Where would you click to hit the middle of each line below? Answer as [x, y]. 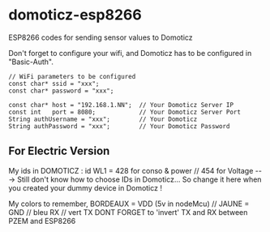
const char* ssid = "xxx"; [54, 84]
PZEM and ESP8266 [42, 221]
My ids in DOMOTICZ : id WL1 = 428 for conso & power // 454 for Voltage [131, 170]
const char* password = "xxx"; [61, 91]
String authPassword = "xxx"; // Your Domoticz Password [119, 126]
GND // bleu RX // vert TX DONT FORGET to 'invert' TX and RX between [128, 212]
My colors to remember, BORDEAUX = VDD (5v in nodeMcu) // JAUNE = [129, 204]
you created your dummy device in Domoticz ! [86, 187]
